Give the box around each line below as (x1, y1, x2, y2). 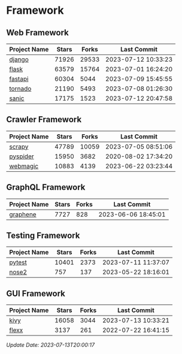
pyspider (9, 152, 34, 161)
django (9, 55, 29, 63)
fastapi (9, 75, 29, 83)
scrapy (9, 142, 29, 150)
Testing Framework (6, 231, 80, 241)
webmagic (9, 162, 39, 170)
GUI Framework (6, 288, 66, 298)
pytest (9, 258, 27, 267)
